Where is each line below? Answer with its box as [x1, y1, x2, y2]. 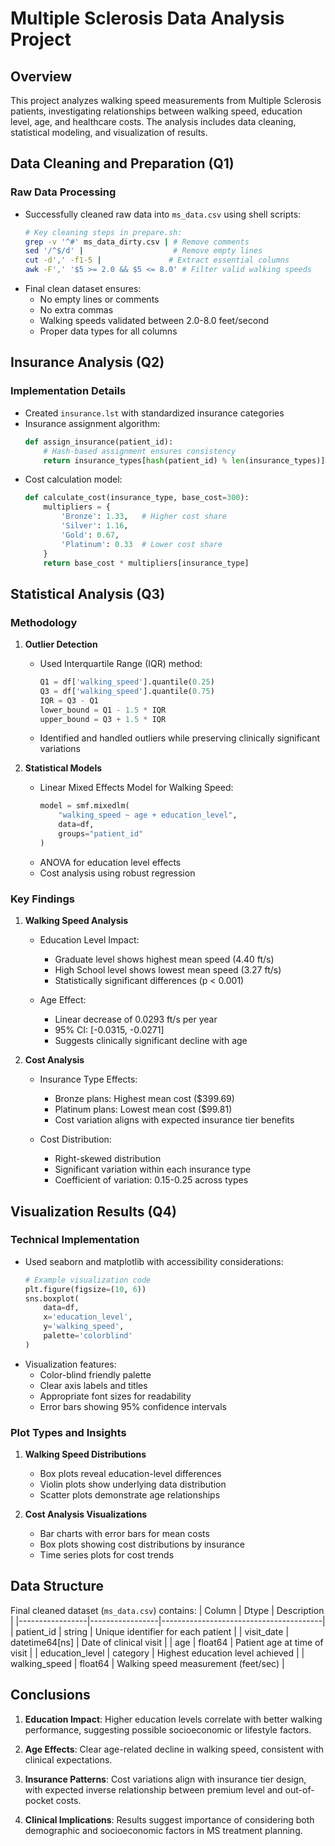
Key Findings [10, 892, 75, 906]
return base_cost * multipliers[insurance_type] [43, 558, 250, 568]
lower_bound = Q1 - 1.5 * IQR [39, 705, 167, 715]
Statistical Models [24, 762, 103, 774]
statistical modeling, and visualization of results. [10, 127, 208, 138]
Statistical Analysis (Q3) [10, 585, 166, 602]
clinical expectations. [24, 1753, 113, 1766]
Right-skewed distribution [54, 1153, 162, 1165]
